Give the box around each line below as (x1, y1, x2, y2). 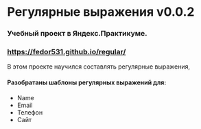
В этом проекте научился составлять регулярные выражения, (7, 62, 191, 71)
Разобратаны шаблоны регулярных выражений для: (7, 78, 167, 86)
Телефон (16, 108, 43, 117)
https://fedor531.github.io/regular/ (7, 47, 126, 57)
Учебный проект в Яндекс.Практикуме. (7, 29, 147, 38)
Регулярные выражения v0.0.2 (7, 4, 195, 20)
